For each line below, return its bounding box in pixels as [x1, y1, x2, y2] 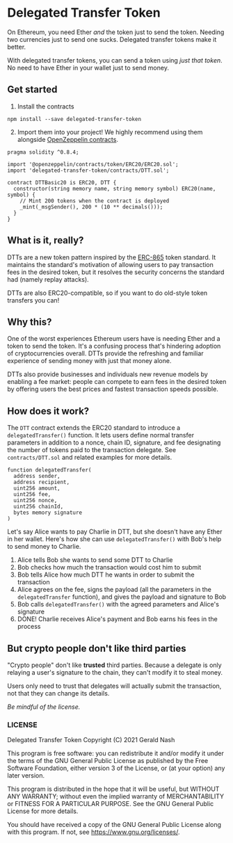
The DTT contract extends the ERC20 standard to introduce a [7, 424, 181, 432]
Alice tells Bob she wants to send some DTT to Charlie [17, 556, 173, 564]
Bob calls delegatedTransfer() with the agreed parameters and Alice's [17, 600, 219, 609]
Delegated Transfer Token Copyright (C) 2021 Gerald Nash [7, 736, 175, 744]
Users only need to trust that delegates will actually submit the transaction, [7, 682, 222, 690]
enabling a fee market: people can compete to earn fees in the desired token [7, 378, 227, 386]
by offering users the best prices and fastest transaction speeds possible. [7, 385, 219, 394]
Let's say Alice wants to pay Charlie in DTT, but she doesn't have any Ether [7, 527, 223, 536]
